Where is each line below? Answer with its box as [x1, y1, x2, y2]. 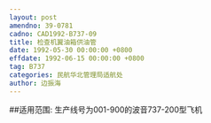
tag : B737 [9, 63, 46, 72]
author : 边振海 [9, 79, 61, 88]
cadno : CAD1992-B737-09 [9, 29, 98, 38]
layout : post [9, 12, 58, 22]
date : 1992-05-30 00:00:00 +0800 [9, 46, 133, 55]
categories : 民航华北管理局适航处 [9, 71, 123, 80]
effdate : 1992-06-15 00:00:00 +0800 [9, 54, 145, 63]
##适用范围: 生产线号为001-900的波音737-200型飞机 [9, 104, 203, 115]
